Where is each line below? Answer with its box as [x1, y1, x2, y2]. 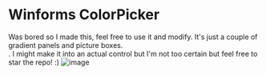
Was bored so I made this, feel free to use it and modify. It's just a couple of [8, 32, 258, 41]
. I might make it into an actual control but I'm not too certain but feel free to [8, 49, 258, 58]
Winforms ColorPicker [8, 6, 160, 24]
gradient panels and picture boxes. [8, 40, 123, 49]
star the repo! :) [8, 57, 60, 67]
